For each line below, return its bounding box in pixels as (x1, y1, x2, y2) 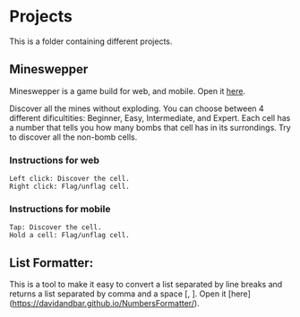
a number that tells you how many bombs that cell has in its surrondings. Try (9, 122, 291, 133)
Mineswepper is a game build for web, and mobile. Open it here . (9, 85, 246, 96)
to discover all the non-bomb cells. (9, 132, 138, 142)
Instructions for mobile (9, 202, 111, 215)
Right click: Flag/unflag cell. (9, 182, 130, 192)
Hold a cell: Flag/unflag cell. (9, 231, 130, 240)
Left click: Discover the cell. (9, 175, 130, 184)
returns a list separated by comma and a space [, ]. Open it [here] (9, 288, 251, 299)
